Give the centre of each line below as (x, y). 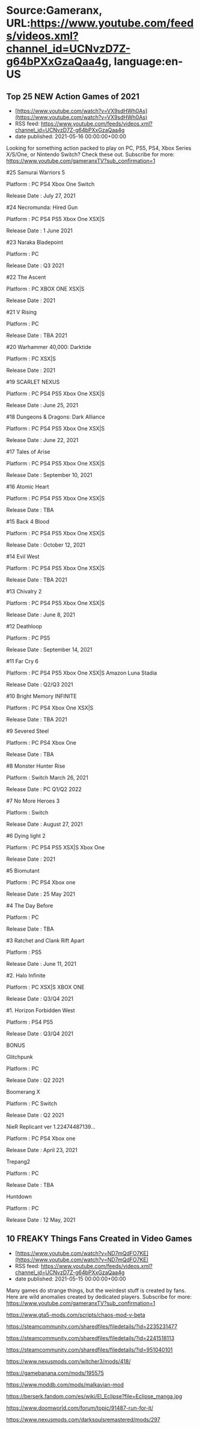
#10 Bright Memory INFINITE (41, 696)
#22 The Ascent (26, 277)
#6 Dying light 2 (26, 836)
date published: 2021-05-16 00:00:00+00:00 (70, 136)
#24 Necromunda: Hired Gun (42, 207)
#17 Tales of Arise (28, 452)
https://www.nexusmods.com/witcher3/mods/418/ (68, 1361)
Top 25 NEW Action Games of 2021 (73, 96)
